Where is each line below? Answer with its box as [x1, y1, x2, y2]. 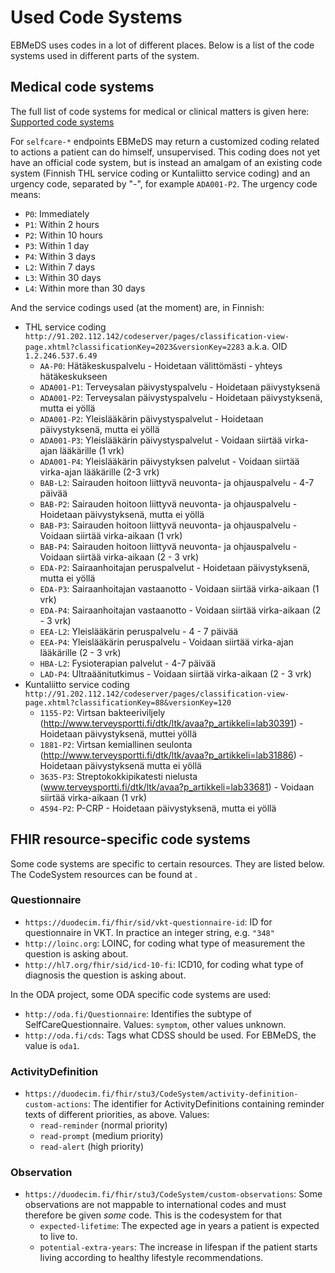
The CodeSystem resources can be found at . [10, 868, 198, 880]
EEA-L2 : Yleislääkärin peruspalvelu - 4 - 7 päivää [39, 625, 239, 637]
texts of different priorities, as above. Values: [24, 1109, 210, 1121]
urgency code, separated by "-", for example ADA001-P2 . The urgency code [10, 177, 318, 190]
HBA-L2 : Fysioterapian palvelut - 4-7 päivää [39, 657, 216, 669]
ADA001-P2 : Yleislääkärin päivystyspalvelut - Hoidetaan [39, 412, 264, 425]
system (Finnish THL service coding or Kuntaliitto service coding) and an [10, 167, 311, 179]
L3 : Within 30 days [24, 271, 102, 283]
